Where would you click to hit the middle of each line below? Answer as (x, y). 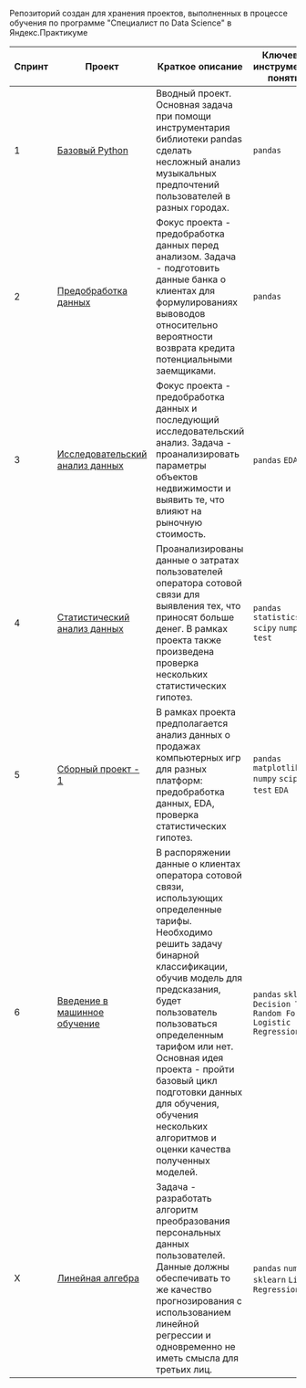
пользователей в (193, 196)
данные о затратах (198, 560)
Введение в (83, 1001)
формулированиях (197, 302)
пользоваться (187, 1024)
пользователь (187, 1012)
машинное (81, 1012)
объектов (177, 477)
